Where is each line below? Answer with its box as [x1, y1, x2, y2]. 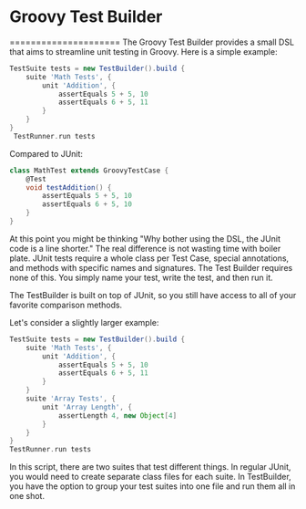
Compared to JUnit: [9, 148, 84, 159]
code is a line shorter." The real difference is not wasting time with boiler [9, 243, 281, 254]
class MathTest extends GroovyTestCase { [9, 166, 169, 175]
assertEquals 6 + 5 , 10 [42, 200, 132, 209]
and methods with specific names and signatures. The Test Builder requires [9, 262, 293, 273]
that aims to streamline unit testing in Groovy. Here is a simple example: [9, 46, 278, 57]
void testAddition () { [25, 182, 112, 192]
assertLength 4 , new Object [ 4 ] [57, 410, 178, 421]
